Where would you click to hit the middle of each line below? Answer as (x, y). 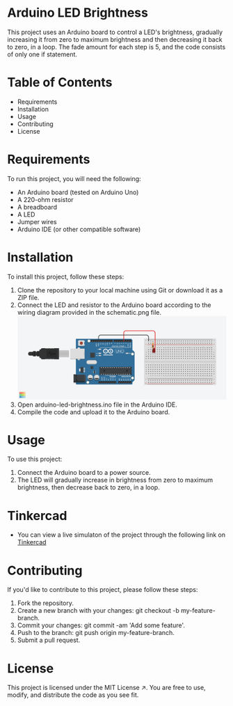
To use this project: (35, 459)
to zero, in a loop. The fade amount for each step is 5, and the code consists (116, 47)
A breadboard (37, 207)
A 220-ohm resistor (46, 199)
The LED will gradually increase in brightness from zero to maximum (115, 480)
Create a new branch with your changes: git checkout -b (98, 611)
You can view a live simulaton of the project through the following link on (121, 535)
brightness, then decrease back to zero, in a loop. (88, 487)
